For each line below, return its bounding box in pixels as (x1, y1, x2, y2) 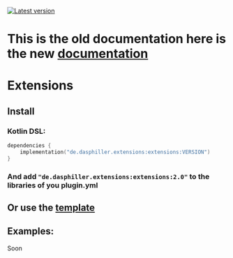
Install (7, 105, 35, 117)
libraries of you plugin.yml (7, 180, 98, 190)
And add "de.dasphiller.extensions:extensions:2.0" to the (7, 172, 210, 181)
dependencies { (7, 142, 52, 149)
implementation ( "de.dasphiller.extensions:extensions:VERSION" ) (20, 149, 211, 155)
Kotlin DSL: (7, 126, 46, 136)
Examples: (7, 225, 54, 237)
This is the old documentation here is (7, 31, 227, 47)
